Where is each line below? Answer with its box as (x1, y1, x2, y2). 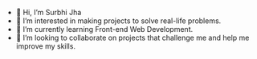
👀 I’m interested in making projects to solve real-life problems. (15, 16, 222, 26)
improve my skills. (15, 41, 76, 51)
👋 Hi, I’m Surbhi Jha (15, 8, 82, 17)
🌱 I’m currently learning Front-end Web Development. (15, 25, 194, 33)
